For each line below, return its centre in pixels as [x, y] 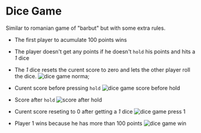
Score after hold [35, 100]
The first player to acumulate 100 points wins [70, 39]
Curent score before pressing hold [57, 88]
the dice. [26, 76]
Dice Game [34, 11]
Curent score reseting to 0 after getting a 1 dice [73, 111]
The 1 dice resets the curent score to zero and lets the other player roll [102, 70]
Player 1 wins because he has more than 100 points [78, 123]
